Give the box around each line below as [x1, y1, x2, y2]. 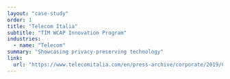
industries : [7, 36, 41, 43]
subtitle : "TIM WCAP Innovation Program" [7, 29, 127, 36]
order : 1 [7, 16, 32, 23]
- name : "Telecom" [13, 42, 66, 49]
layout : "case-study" [7, 10, 69, 17]
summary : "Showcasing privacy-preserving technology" [7, 49, 164, 56]
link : [7, 55, 23, 62]
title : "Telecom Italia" [7, 23, 78, 30]
